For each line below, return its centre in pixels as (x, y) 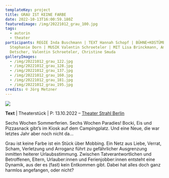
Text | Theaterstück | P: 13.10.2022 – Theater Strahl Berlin (65, 113)
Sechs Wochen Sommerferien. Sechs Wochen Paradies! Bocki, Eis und (78, 123)
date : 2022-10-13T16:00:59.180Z (39, 19)
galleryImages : (21, 57)
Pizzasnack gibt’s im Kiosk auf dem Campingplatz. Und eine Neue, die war (82, 128)
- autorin (20, 33)
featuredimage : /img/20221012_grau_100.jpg (52, 24)
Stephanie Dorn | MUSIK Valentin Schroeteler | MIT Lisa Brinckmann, (84, 47)
